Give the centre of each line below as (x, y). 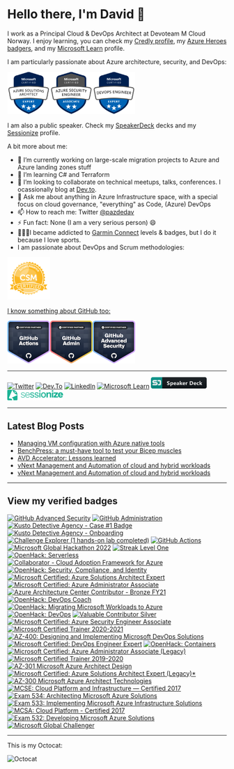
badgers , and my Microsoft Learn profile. (66, 48)
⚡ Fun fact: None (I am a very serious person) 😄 (87, 222)
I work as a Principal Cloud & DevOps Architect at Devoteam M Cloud (107, 33)
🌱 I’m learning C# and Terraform (63, 174)
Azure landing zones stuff (54, 167)
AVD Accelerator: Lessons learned (67, 458)
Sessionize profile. (34, 132)
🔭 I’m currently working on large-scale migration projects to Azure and (118, 160)
